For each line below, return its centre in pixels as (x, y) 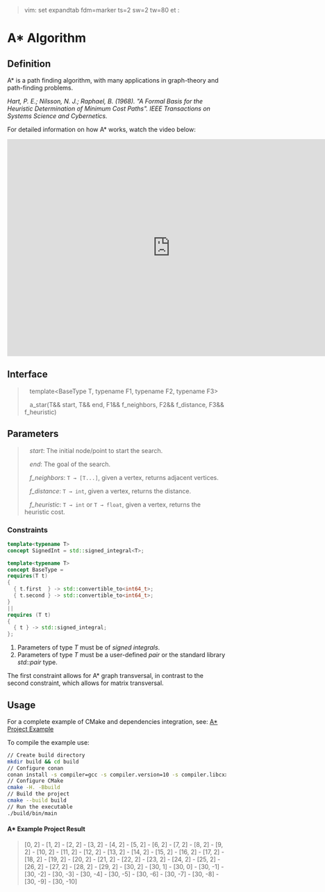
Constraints (28, 529)
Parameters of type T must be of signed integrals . (89, 647)
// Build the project (39, 794)
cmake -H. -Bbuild (34, 788)
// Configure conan (35, 768)
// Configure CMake (35, 781)
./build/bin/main (32, 813)
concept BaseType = (35, 570)
